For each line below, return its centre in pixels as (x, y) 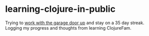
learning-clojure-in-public (60, 9)
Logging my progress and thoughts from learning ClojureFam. (68, 28)
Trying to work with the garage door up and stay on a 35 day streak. (75, 23)
